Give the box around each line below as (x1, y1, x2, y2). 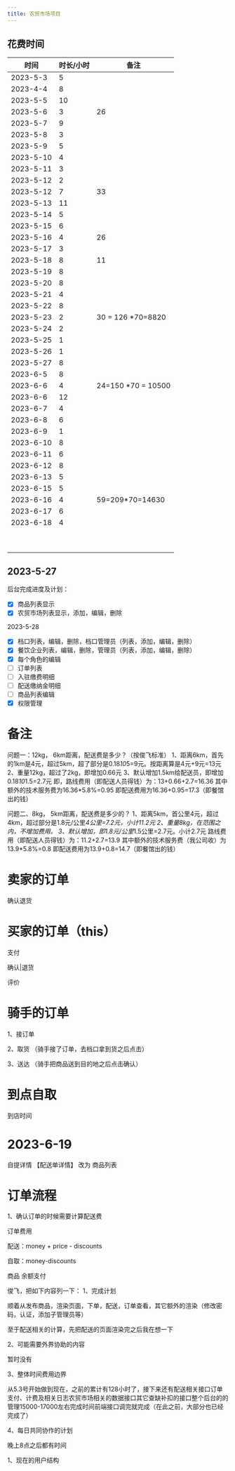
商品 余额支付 (7, 1272, 46, 1280)
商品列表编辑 (17, 690, 55, 699)
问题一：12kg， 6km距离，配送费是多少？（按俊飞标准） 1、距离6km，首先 (7, 751, 224, 759)
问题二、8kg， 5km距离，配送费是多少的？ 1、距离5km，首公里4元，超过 (7, 809, 219, 818)
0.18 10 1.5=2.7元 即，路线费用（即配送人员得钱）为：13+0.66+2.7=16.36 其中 (7, 777, 228, 785)
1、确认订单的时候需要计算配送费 (7, 1212, 102, 1220)
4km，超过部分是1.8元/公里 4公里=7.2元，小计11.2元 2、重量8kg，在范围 (7, 818, 215, 826)
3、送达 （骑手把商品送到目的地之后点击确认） (7, 1060, 142, 1068)
